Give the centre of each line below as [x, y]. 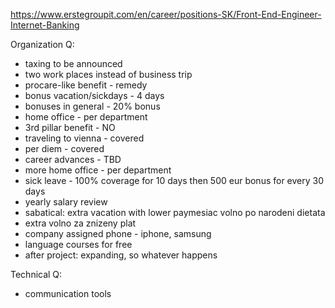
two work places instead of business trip [108, 74]
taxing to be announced [73, 63]
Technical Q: [36, 274]
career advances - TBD [73, 159]
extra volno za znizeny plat [80, 223]
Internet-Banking [45, 25]
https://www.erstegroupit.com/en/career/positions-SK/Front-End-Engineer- [166, 14]
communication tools [68, 293]
